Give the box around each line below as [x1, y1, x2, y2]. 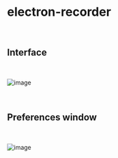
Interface [7, 47, 47, 58]
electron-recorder [7, 4, 111, 20]
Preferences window [7, 111, 98, 124]
